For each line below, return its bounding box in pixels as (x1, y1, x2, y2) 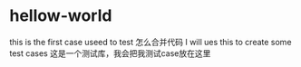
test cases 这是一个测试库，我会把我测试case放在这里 (9, 47, 211, 59)
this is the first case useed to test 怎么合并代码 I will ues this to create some (9, 36, 292, 47)
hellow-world (9, 5, 112, 26)
